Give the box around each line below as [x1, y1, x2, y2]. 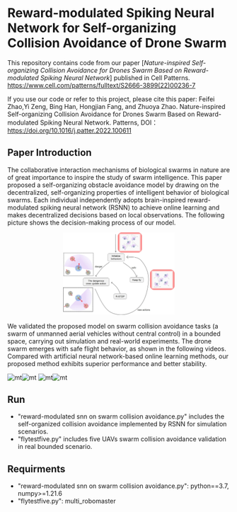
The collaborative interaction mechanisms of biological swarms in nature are [7, 165, 230, 174]
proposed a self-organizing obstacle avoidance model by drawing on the [7, 181, 219, 189]
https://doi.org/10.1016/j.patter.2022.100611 [7, 126, 132, 135]
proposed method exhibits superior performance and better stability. [7, 359, 207, 368]
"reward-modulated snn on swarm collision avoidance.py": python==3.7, [17, 482, 229, 490]
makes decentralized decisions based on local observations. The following [7, 210, 225, 219]
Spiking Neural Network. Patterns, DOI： [40, 118, 158, 127]
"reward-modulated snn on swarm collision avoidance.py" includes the [17, 412, 225, 421]
